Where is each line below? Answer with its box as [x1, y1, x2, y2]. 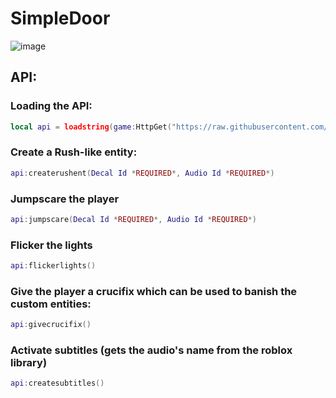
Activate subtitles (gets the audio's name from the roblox [10, 343, 293, 357]
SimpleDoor [10, 7, 111, 30]
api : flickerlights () [10, 261, 97, 271]
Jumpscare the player [10, 192, 120, 206]
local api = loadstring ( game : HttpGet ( [10, 122, 172, 132]
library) [10, 356, 48, 370]
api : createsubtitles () [10, 378, 105, 389]
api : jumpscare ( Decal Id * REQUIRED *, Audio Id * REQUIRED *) [10, 214, 257, 224]
